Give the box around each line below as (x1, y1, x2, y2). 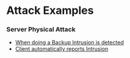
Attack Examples (6, 4, 94, 18)
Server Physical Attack (6, 25, 76, 34)
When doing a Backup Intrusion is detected (15, 39, 124, 46)
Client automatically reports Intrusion (15, 45, 109, 53)
